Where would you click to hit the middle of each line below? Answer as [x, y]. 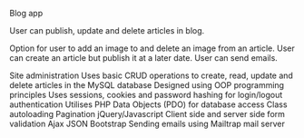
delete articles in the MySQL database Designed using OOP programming [147, 85]
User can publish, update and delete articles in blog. [107, 30]
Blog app [26, 13]
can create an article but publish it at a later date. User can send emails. [144, 58]
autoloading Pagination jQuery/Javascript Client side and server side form [147, 114]
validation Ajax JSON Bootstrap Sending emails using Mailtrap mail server [147, 123]
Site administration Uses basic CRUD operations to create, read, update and [151, 75]
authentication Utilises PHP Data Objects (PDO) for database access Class [148, 104]
